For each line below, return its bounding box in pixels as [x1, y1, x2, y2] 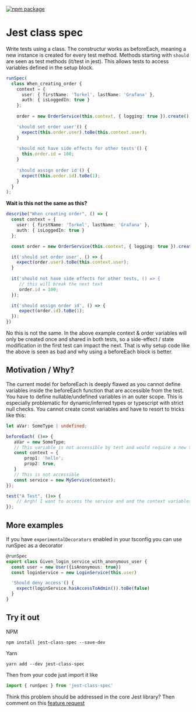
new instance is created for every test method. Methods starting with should [6, 51, 190, 59]
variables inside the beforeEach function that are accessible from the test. [6, 387, 184, 394]
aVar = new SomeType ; [13, 439, 66, 445]
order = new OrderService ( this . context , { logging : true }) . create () [16, 113, 190, 119]
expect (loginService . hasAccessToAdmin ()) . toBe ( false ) [16, 586, 150, 591]
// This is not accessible [13, 472, 80, 477]
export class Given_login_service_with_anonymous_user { [6, 559, 148, 565]
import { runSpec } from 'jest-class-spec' [6, 682, 114, 689]
